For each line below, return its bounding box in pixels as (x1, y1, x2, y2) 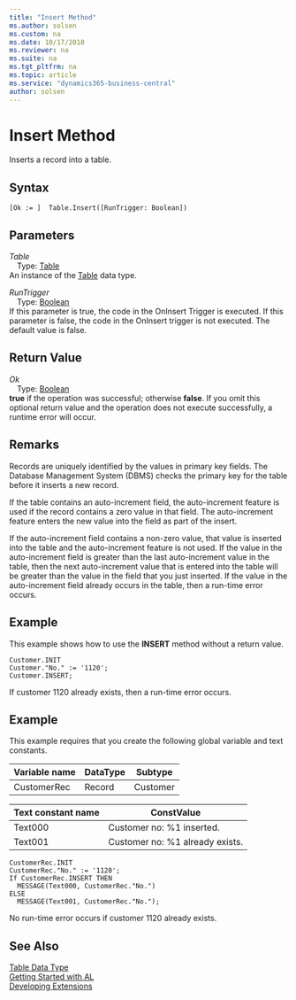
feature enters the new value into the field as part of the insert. (9, 516, 238, 526)
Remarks (9, 438, 60, 453)
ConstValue (149, 807, 201, 819)
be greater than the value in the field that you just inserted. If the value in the (9, 570, 288, 581)
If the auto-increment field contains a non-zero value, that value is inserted (9, 532, 283, 543)
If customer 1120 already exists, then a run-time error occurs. (9, 686, 231, 697)
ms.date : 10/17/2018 (9, 37, 86, 47)
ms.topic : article (9, 71, 77, 80)
